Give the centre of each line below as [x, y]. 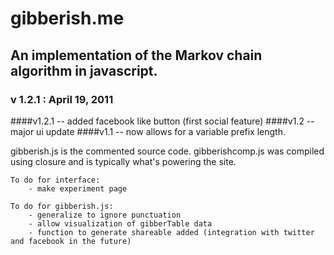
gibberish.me [67, 18]
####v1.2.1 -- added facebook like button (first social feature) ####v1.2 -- [162, 121]
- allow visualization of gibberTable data [120, 223]
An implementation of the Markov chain [136, 55]
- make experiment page [78, 188]
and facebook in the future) [71, 241]
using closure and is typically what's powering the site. [123, 161]
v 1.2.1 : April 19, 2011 [62, 99]
